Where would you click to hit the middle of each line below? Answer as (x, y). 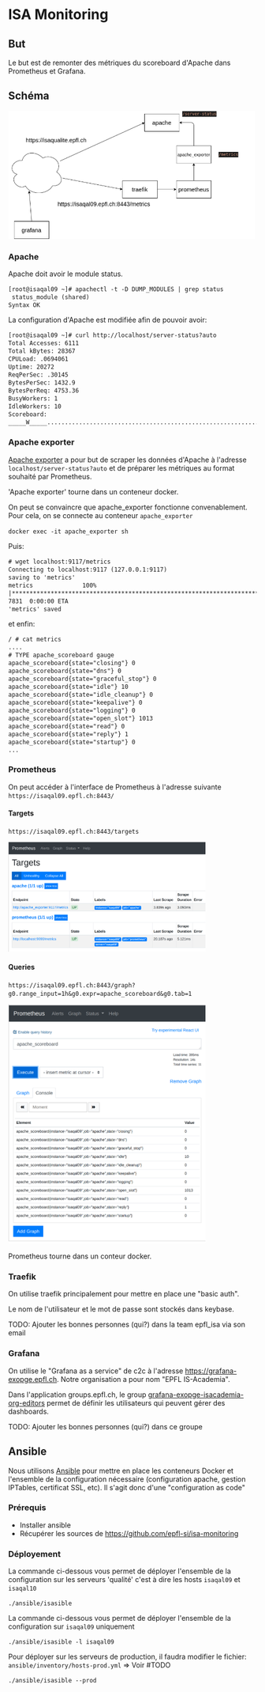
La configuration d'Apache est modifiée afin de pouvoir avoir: (108, 320)
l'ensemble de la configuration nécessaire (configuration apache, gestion (127, 1479)
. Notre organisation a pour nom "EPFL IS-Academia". (143, 1379)
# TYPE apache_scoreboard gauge (61, 655)
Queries (22, 967)
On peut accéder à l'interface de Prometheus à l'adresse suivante (115, 787)
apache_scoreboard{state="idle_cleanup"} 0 (81, 695)
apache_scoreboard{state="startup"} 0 (72, 742)
